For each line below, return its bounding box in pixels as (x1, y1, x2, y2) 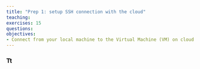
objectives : (6, 31, 36, 37)
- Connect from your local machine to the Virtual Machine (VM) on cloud (6, 37, 195, 43)
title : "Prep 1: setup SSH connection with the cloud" (6, 8, 146, 15)
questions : (6, 25, 34, 32)
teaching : (6, 14, 31, 20)
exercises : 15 (6, 20, 42, 26)
